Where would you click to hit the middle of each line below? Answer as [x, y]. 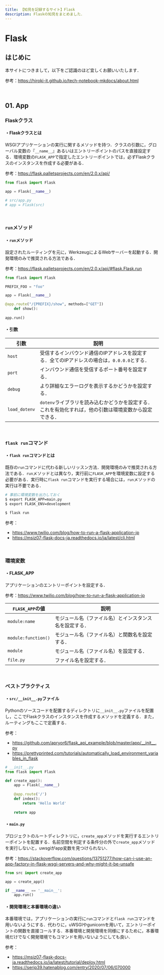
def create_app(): [24, 781]
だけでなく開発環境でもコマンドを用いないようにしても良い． [71, 937]
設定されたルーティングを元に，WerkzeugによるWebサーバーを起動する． [79, 252]
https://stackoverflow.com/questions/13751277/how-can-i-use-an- [85, 858]
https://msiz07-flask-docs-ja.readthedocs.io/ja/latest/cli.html [73, 538]
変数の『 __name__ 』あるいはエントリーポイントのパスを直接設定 [82, 151]
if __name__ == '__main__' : [34, 891]
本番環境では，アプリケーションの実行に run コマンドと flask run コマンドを [80, 918]
